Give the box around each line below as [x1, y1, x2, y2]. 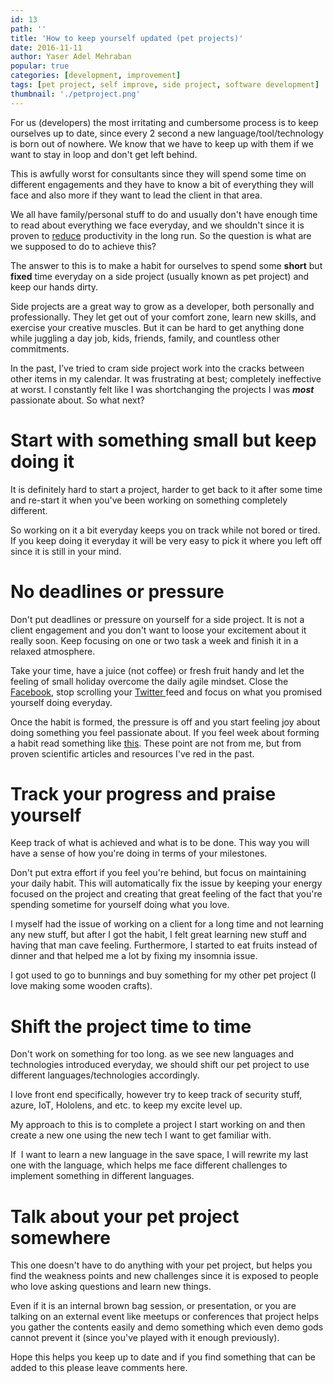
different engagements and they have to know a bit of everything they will [10, 178, 314, 190]
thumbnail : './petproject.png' [10, 89, 141, 99]
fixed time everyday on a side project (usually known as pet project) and [10, 270, 310, 282]
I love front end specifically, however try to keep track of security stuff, [10, 1089, 303, 1101]
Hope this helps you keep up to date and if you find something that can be [10, 1351, 316, 1363]
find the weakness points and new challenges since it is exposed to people [10, 1270, 319, 1282]
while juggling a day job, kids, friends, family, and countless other [10, 332, 280, 344]
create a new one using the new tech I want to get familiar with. [10, 1129, 272, 1141]
